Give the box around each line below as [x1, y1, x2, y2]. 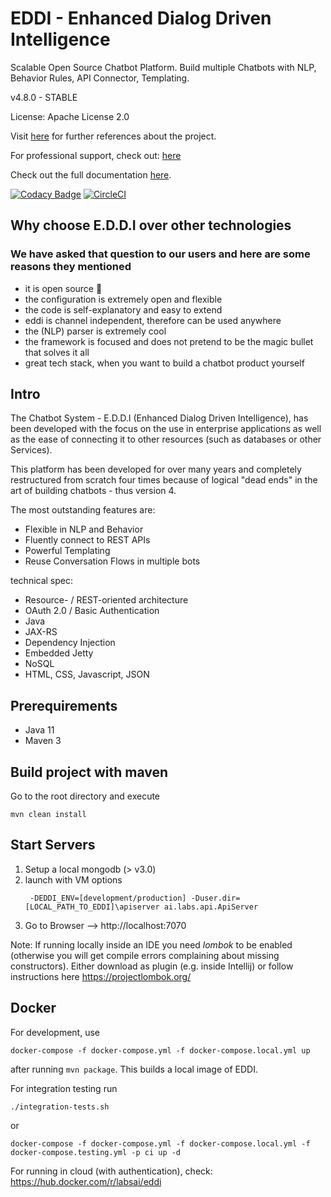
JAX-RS [24, 626, 58, 638]
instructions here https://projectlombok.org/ [10, 970, 192, 982]
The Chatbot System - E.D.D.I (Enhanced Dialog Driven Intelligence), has [10, 412, 309, 424]
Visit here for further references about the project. [10, 130, 217, 142]
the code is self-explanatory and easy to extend [24, 303, 223, 316]
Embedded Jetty [24, 647, 94, 659]
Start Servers [10, 837, 96, 854]
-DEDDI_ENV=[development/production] [29, 893, 187, 903]
